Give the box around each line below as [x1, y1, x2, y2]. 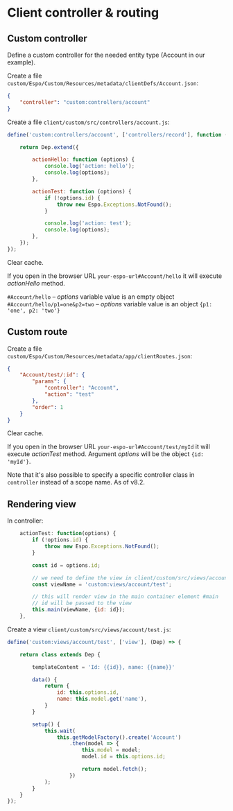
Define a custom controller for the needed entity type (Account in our [7, 51, 205, 59]
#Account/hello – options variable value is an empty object [7, 293, 175, 301]
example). [7, 58, 36, 67]
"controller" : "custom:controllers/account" [19, 98, 150, 105]
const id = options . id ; [32, 561, 101, 569]
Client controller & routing [7, 5, 159, 21]
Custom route [7, 326, 68, 338]
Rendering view [7, 498, 76, 510]
